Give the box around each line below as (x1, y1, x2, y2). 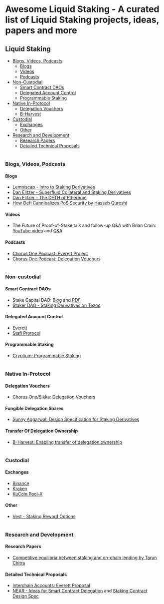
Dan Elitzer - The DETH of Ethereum (12, 195, 87, 201)
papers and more (5, 25, 77, 36)
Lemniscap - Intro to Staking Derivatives (12, 184, 96, 190)
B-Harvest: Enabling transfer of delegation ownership (12, 439, 122, 445)
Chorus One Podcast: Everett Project (12, 250, 88, 256)
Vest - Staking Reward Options (12, 513, 76, 519)
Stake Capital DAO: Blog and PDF (12, 297, 81, 303)
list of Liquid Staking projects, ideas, (5, 14, 160, 25)
